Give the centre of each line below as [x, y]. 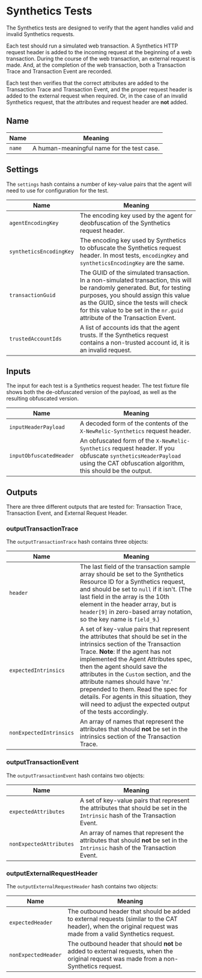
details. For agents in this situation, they [136, 697]
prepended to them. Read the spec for [133, 689]
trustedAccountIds [35, 339]
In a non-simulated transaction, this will [136, 280]
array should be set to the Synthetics [132, 574]
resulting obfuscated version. [43, 399]
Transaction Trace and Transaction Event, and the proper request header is [99, 89]
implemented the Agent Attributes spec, [136, 659]
